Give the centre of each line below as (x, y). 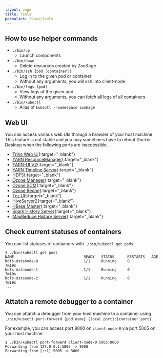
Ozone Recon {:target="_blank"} (44, 190)
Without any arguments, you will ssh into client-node (72, 82)
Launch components (40, 55)
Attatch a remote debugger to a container (69, 302)
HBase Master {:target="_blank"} (45, 206)
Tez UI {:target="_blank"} (37, 196)
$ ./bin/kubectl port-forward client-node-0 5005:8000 (62, 342)
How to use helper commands (51, 38)
